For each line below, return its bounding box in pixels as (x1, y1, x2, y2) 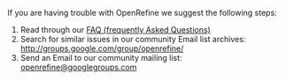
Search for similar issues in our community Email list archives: (19, 34, 246, 44)
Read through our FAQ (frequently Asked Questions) (19, 25, 211, 34)
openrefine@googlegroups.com (19, 62, 137, 72)
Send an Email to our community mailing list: (19, 53, 182, 63)
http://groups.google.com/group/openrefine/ (19, 43, 184, 54)
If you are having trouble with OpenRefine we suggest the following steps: (7, 8, 277, 18)
